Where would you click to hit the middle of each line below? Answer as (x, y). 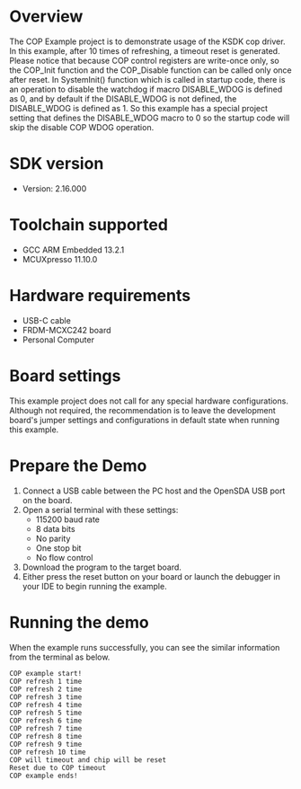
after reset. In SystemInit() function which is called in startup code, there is (147, 79)
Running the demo (80, 622)
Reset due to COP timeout (58, 767)
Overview (46, 17)
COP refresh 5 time (46, 713)
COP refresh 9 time (46, 744)
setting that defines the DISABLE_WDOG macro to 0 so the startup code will (150, 118)
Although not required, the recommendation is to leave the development (142, 410)
